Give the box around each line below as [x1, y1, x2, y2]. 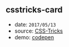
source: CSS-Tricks [14, 27, 63, 34]
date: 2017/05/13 [14, 20, 56, 28]
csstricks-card [5, 5, 63, 15]
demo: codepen [14, 33, 54, 41]
